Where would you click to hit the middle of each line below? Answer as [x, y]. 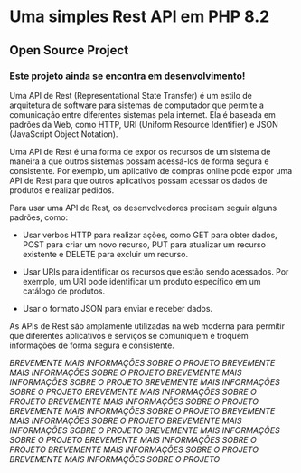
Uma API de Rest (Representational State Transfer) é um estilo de [131, 95]
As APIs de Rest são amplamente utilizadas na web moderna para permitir [147, 326]
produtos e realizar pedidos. [62, 190]
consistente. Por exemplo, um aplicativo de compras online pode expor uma [151, 170]
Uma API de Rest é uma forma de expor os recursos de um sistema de [140, 151]
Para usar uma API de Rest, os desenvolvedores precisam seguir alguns [143, 208]
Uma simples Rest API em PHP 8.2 [140, 17]
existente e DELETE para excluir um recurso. [105, 254]
